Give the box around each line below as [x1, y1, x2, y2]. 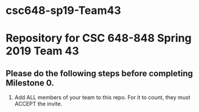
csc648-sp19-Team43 [5, 4, 121, 18]
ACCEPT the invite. [14, 100, 63, 108]
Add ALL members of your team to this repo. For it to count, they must [14, 94, 190, 101]
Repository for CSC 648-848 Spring [5, 31, 192, 45]
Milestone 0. [5, 77, 54, 88]
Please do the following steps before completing [5, 68, 193, 79]
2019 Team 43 [5, 44, 80, 58]
